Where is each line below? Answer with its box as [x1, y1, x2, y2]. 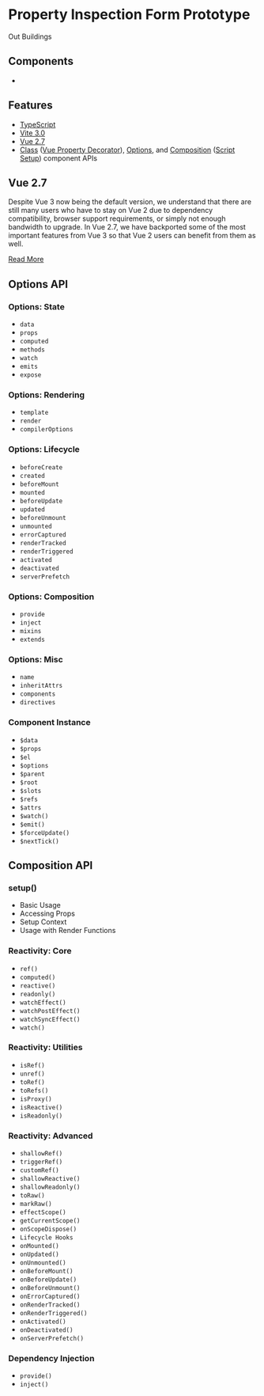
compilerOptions [19, 426, 74, 434]
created [19, 472, 45, 480]
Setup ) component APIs [19, 153, 97, 163]
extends [19, 635, 45, 643]
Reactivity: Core [8, 946, 72, 957]
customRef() [19, 1166, 59, 1174]
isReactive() [19, 1103, 63, 1111]
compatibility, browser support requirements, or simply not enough [8, 214, 226, 223]
